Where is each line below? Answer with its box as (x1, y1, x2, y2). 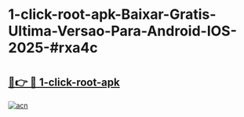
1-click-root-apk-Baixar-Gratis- (8, 5, 217, 24)
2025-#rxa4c (8, 39, 98, 57)
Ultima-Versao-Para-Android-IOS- (8, 22, 238, 40)
